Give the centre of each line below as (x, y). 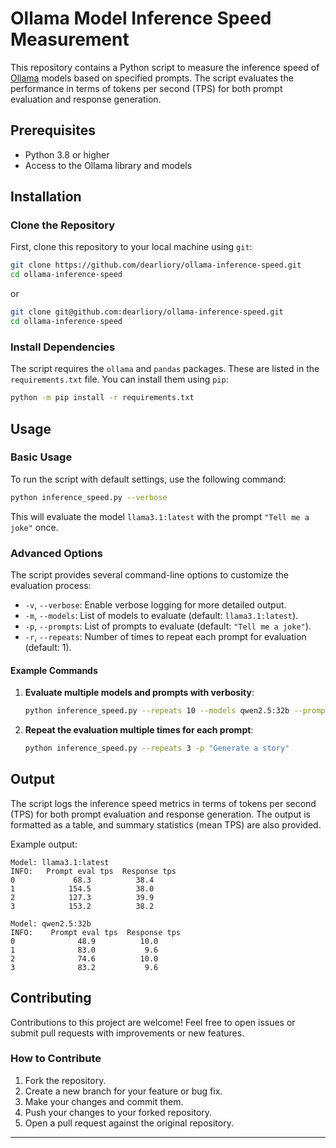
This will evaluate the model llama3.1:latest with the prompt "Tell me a (160, 516)
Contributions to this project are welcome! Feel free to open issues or (153, 1022)
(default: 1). (48, 647)
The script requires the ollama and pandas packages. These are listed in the (165, 369)
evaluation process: (51, 585)
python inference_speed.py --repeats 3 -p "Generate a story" (157, 748)
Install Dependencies (63, 347)
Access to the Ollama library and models (108, 165)
